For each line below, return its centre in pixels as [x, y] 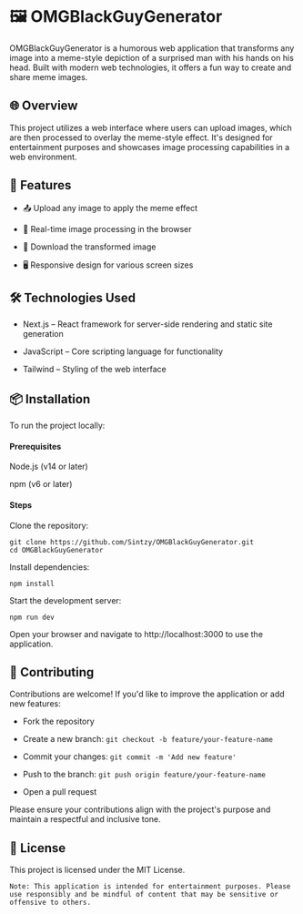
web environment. [43, 157]
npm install [32, 584]
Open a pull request [60, 792]
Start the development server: [66, 600]
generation [43, 334]
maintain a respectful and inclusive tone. [85, 819]
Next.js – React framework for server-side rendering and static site [147, 324]
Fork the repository [59, 721]
